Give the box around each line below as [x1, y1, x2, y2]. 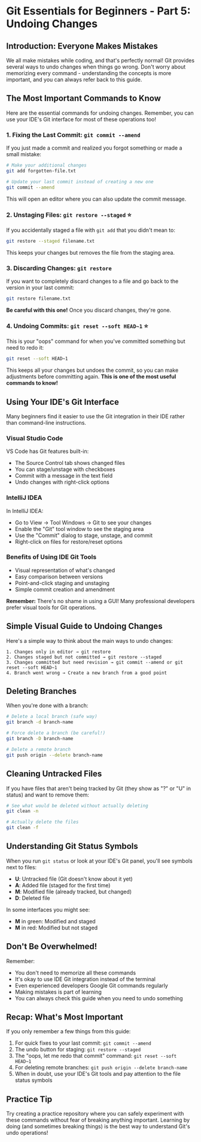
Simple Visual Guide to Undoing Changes [6, 621, 163, 631]
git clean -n [6, 808, 39, 815]
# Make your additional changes [6, 162, 87, 169]
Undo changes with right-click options [14, 479, 109, 486]
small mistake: [6, 151, 42, 158]
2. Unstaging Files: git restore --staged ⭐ [6, 210, 132, 219]
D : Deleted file [14, 894, 50, 902]
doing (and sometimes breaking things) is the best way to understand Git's [6, 1123, 190, 1130]
